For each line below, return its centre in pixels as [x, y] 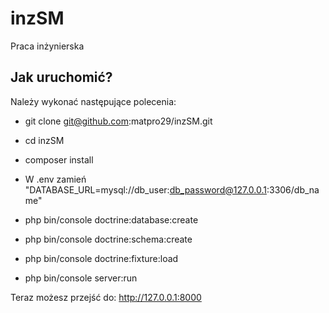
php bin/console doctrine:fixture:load [101, 258]
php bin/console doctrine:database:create [111, 219]
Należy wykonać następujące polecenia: [93, 101]
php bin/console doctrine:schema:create [108, 239]
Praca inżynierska [47, 46]
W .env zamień [55, 179]
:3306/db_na [293, 189]
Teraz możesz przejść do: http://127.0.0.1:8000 [106, 297]
